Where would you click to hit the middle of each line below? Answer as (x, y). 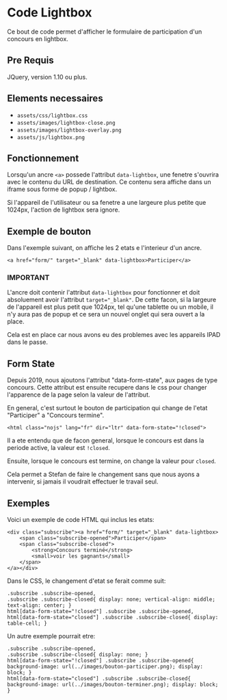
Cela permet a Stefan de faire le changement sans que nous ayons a (104, 475)
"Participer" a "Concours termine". (56, 415)
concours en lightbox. (38, 38)
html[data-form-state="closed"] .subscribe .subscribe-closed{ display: (113, 618)
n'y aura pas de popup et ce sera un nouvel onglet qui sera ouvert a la (106, 314)
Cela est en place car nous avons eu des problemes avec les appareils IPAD (114, 335)
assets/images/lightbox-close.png (66, 123)
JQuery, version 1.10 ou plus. (47, 77)
